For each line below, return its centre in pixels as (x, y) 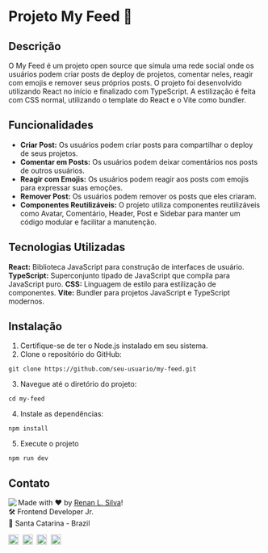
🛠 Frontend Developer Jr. (51, 512)
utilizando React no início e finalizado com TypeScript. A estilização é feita (132, 91)
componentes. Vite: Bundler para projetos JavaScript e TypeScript (119, 292)
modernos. (26, 301)
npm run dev (28, 459)
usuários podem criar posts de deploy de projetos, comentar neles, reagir (131, 74)
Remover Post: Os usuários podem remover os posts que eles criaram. (138, 196)
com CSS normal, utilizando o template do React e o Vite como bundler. (127, 100)
